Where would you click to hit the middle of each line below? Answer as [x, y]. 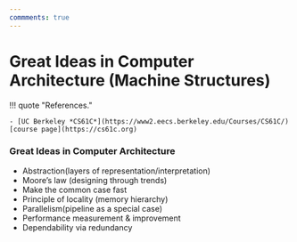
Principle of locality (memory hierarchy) [95, 199]
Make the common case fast [74, 190]
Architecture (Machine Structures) [140, 80]
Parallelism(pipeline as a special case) [92, 208]
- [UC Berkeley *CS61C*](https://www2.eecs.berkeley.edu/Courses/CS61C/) [149, 121]
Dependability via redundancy [77, 227]
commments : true [39, 17]
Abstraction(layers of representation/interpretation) [116, 171]
